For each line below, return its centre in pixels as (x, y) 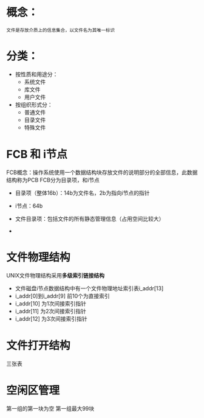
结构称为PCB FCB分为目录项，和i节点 (53, 179)
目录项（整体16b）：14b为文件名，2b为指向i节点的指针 (82, 193)
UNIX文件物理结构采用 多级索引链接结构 (56, 275)
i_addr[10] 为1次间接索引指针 (51, 303)
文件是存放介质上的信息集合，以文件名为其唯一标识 (61, 30)
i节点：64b (29, 206)
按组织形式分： (34, 105)
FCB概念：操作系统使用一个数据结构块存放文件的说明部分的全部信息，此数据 (102, 172)
